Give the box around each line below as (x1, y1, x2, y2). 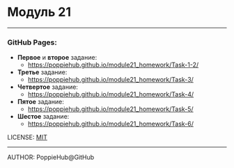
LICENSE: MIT (7, 133, 47, 142)
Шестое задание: (17, 112, 70, 121)
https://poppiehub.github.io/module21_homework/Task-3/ (27, 76, 194, 84)
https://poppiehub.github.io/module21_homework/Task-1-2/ (27, 60, 199, 69)
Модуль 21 (7, 4, 72, 20)
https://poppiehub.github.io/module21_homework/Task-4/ (27, 90, 194, 99)
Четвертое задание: (17, 83, 79, 91)
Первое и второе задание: (17, 53, 97, 62)
